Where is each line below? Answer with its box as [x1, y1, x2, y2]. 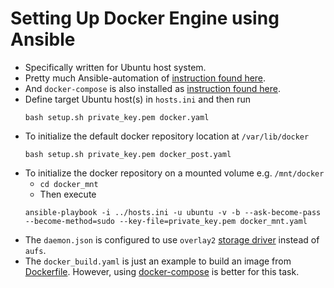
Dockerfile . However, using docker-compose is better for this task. [24, 265, 300, 277]
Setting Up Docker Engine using [10, 7, 280, 30]
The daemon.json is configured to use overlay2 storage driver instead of [24, 233, 320, 246]
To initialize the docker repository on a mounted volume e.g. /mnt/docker [24, 167, 325, 179]
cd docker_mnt [39, 179, 99, 189]
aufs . [24, 244, 47, 256]
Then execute [39, 188, 97, 200]
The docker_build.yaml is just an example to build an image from [24, 255, 292, 267]
